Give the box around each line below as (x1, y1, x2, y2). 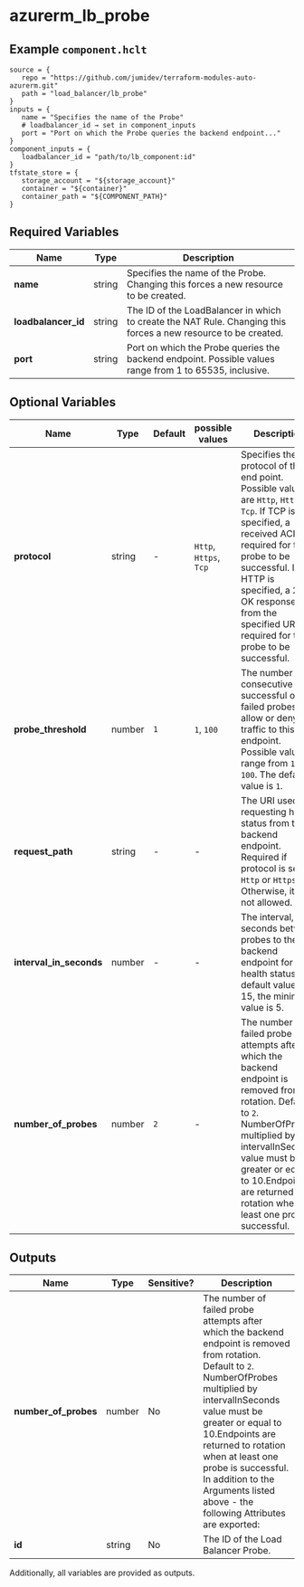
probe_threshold (14, 723, 87, 736)
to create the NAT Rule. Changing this (126, 315, 287, 328)
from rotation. (203, 1349, 261, 1362)
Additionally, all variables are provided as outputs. (9, 1567, 195, 1579)
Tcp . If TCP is (241, 504, 296, 517)
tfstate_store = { (9, 168, 79, 177)
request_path (14, 845, 73, 858)
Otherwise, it (241, 884, 296, 897)
